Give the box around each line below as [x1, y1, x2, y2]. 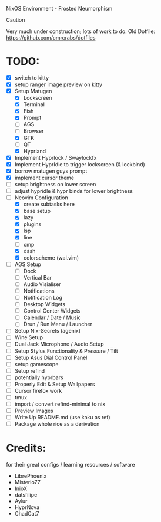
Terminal [23, 101, 45, 108]
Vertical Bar [23, 274, 52, 281]
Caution [6, 17, 25, 23]
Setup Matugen [14, 88, 52, 95]
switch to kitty [14, 74, 49, 81]
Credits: [6, 442, 46, 455]
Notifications [23, 287, 55, 294]
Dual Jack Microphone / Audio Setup [14, 340, 104, 347]
